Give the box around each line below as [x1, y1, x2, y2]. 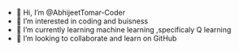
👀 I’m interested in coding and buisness [15, 16, 149, 26]
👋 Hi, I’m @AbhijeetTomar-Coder [15, 8, 126, 17]
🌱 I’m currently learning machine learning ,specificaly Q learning [15, 25, 232, 34]
